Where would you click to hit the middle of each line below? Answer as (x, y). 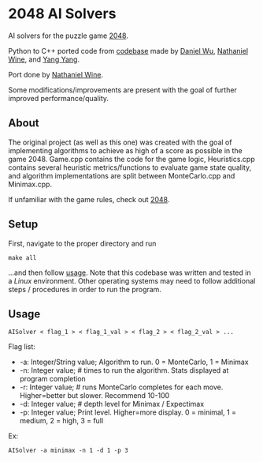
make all (22, 257)
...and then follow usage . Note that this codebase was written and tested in (130, 272)
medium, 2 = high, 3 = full (61, 421)
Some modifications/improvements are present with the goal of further (123, 90)
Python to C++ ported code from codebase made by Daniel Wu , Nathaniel (128, 51)
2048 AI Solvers (62, 14)
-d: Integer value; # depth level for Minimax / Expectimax (112, 404)
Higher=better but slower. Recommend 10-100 (94, 396)
